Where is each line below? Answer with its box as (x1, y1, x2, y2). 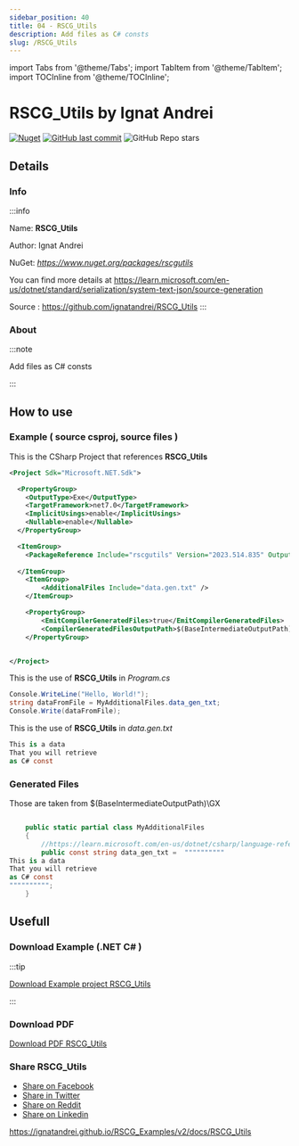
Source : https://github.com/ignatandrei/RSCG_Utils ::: (9, 301, 207, 312)
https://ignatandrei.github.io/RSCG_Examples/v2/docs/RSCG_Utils (9, 1126, 252, 1137)
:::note (9, 344, 33, 355)
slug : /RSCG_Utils (9, 37, 77, 47)
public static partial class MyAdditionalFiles (25, 823, 205, 832)
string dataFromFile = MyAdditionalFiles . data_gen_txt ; (9, 698, 221, 707)
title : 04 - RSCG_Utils (9, 21, 98, 30)
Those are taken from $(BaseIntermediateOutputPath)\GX (9, 798, 221, 809)
